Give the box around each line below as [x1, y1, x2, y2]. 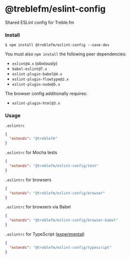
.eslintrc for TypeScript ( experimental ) [5, 231, 85, 237]
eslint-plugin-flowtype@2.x [12, 77, 69, 82]
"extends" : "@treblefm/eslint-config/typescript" [9, 245, 112, 250]
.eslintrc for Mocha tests [5, 150, 57, 155]
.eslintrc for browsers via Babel [5, 204, 71, 210]
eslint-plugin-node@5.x [12, 82, 61, 87]
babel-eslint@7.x [12, 67, 48, 71]
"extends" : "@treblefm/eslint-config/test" [9, 164, 98, 169]
